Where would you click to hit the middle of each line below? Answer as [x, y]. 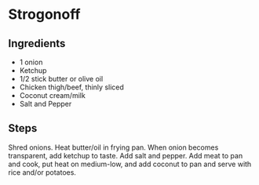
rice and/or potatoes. [42, 172]
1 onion [31, 62]
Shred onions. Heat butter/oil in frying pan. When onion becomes [113, 147]
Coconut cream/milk [53, 95]
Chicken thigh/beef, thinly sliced [71, 87]
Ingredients [37, 44]
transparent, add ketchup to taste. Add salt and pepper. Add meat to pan [126, 155]
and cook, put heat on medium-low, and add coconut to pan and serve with [130, 164]
